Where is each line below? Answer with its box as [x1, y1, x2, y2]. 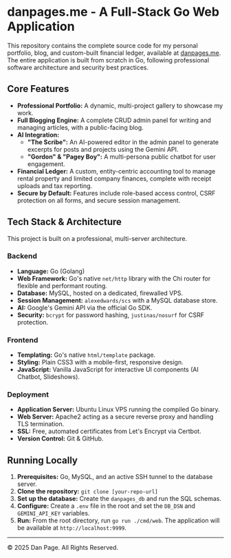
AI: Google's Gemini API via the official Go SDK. [16, 303, 153, 312]
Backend [7, 251, 38, 261]
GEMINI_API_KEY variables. [16, 509, 90, 518]
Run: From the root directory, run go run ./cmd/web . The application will [16, 516, 220, 525]
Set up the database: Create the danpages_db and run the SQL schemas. [16, 495, 222, 503]
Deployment [7, 390, 49, 399]
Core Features [7, 83, 69, 95]
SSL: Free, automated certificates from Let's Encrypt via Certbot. [16, 427, 201, 436]
